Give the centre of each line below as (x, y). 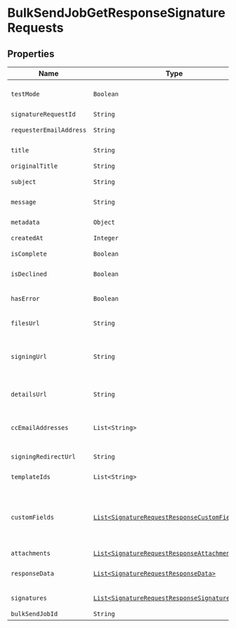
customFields (33, 517)
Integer (106, 238)
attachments (31, 553)
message (24, 202)
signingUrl (29, 356)
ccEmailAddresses (40, 427)
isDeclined (29, 274)
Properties (31, 54)
